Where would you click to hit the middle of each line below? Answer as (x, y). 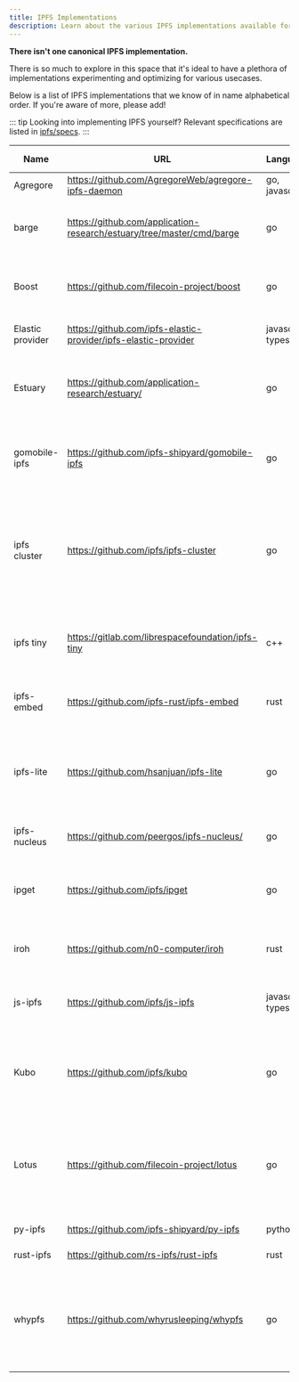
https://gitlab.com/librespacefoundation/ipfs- (162, 637)
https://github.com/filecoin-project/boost (154, 286)
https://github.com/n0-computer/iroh (145, 948)
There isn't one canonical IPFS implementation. (99, 51)
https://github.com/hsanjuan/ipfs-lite (145, 771)
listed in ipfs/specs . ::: (49, 131)
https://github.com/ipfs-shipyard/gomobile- (160, 452)
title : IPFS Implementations (63, 17)
